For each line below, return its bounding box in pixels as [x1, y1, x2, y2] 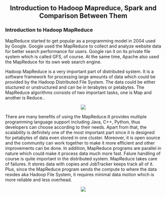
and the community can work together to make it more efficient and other [5, 140, 155, 146]
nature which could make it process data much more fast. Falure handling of [5, 150, 161, 156]
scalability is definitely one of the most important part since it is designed [5, 129, 155, 135]
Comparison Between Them [39, 12, 128, 20]
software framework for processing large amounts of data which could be [5, 74, 156, 80]
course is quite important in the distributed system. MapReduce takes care [5, 155, 158, 161]
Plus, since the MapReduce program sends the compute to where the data [5, 166, 157, 172]
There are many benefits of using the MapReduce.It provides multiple [5, 113, 147, 119]
